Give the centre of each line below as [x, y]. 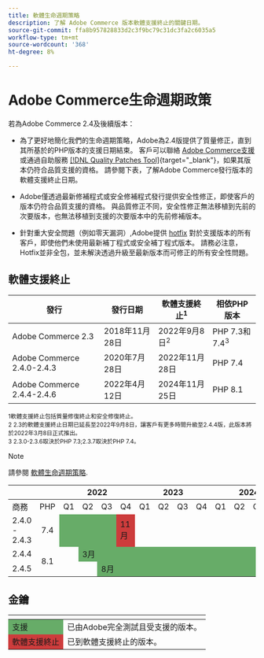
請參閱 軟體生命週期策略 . [48, 472]
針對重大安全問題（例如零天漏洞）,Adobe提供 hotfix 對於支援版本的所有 [135, 232]
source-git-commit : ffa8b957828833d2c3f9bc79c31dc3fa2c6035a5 [112, 30]
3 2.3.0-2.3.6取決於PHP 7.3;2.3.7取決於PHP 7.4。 [74, 442]
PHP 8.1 [228, 390]
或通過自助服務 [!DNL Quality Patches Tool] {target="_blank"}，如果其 [132, 160]
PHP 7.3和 [232, 331]
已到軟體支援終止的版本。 [115, 642]
